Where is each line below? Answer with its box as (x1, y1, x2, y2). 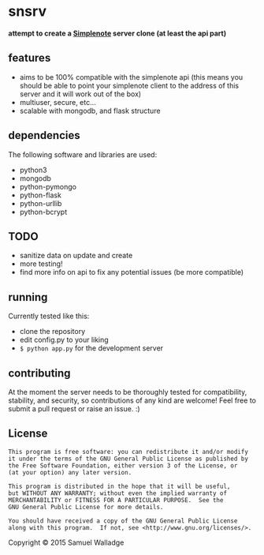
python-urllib (19, 198, 62, 208)
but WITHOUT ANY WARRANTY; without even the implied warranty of (8, 489, 227, 497)
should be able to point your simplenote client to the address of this (19, 81, 239, 90)
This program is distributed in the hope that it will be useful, (8, 482, 231, 490)
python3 (19, 165, 47, 174)
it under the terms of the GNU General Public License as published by (8, 455, 248, 463)
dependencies (8, 129, 80, 142)
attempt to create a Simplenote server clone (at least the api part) (8, 28, 227, 38)
